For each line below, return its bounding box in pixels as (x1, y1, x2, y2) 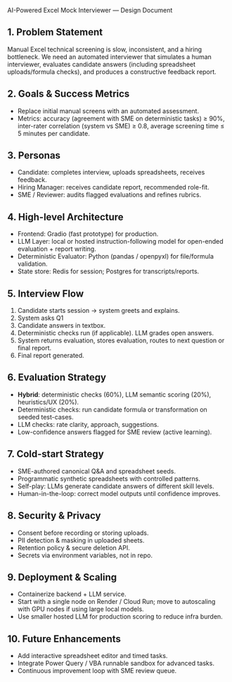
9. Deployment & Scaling (7, 571, 117, 583)
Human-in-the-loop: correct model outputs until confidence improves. (17, 489, 221, 497)
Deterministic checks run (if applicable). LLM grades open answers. (17, 329, 214, 337)
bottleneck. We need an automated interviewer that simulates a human (7, 52, 212, 61)
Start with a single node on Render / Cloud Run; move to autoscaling (17, 597, 216, 606)
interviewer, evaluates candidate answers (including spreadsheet (7, 60, 195, 68)
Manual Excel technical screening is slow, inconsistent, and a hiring (7, 45, 202, 54)
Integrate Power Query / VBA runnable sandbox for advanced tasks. (17, 659, 214, 668)
